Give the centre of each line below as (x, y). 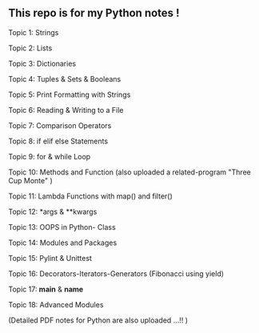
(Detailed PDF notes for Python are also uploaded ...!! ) (98, 320)
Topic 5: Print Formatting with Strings (70, 94)
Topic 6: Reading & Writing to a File (66, 110)
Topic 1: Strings (34, 32)
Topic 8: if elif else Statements (58, 141)
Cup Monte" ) (31, 180)
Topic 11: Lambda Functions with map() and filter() (91, 196)
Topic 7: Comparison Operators (60, 125)
